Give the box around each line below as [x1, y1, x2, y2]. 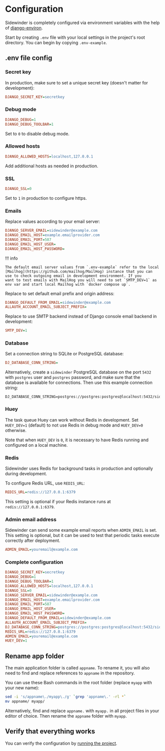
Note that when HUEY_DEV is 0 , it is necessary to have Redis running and [5, 437, 149, 443]
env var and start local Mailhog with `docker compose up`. [5, 282, 131, 287]
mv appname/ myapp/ [5, 698, 45, 704]
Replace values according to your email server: [5, 218, 101, 224]
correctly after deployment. [5, 537, 60, 543]
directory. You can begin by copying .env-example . [5, 39, 107, 45]
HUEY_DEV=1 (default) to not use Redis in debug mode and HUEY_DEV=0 [5, 422, 143, 428]
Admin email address [5, 516, 56, 523]
